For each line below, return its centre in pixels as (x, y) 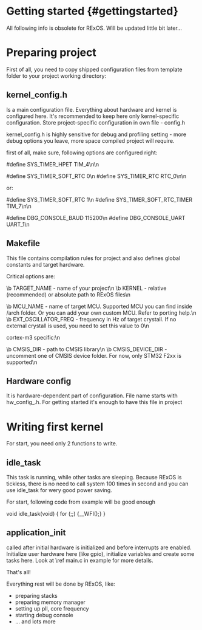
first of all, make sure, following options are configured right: (82, 152)
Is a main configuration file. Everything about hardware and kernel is (92, 109)
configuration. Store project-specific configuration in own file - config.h (96, 122)
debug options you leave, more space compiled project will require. (90, 140)
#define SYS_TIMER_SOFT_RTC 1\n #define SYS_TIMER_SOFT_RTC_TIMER (99, 199)
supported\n (22, 362)
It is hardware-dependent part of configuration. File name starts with (92, 395)
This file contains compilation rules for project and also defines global (93, 258)
